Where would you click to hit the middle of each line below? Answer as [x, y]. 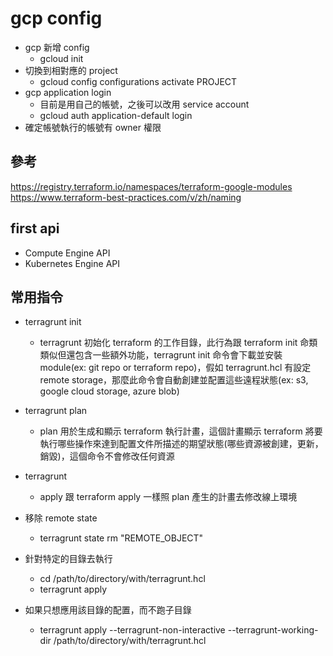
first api [35, 228]
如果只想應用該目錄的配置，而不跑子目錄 [108, 610]
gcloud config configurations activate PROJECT [138, 81]
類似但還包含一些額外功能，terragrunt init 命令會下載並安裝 [161, 355]
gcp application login [68, 92]
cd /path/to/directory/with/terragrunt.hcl [122, 579]
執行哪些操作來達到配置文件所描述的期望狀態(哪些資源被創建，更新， [181, 444]
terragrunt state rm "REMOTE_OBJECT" [121, 538]
